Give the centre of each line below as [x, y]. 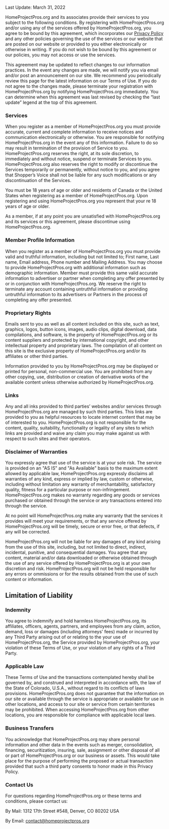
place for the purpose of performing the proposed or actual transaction [79, 761]
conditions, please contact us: [37, 801]
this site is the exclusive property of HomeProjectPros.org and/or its [76, 351]
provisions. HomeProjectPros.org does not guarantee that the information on [85, 694]
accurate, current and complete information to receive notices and [74, 132]
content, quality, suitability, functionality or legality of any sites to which [79, 428]
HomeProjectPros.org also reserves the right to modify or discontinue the [81, 164]
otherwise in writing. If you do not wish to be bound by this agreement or [81, 49]
